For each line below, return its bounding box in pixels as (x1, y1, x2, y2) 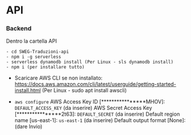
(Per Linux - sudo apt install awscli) (41, 87, 127, 94)
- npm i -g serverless (6, 54, 61, 60)
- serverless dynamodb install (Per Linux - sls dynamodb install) (6, 59, 174, 65)
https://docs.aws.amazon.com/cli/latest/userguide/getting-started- (14, 81, 176, 88)
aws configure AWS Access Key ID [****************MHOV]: (14, 98, 165, 105)
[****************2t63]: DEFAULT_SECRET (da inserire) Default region (14, 110, 180, 117)
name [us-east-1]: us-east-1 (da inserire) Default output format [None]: (14, 117, 186, 124)
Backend (6, 25, 32, 33)
